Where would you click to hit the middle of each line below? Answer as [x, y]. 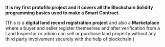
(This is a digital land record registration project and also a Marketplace [82, 23]
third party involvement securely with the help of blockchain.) [70, 39]
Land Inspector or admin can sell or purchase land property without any [81, 33]
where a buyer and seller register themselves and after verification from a [83, 28]
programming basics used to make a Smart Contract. [63, 13]
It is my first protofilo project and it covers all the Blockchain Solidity [79, 7]
